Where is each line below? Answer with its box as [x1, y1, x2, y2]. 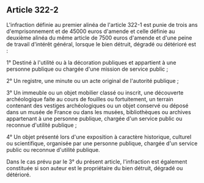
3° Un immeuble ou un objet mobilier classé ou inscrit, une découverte [6, 88, 184, 96]
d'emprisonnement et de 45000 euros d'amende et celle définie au [6, 27, 175, 35]
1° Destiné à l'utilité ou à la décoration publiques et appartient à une [6, 59, 177, 66]
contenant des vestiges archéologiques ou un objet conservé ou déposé [6, 102, 189, 109]
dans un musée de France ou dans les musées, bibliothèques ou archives [6, 108, 191, 115]
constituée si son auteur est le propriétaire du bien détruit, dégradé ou [6, 164, 183, 171]
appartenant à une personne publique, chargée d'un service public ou [6, 115, 183, 122]
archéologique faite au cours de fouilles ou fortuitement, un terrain [6, 95, 174, 102]
